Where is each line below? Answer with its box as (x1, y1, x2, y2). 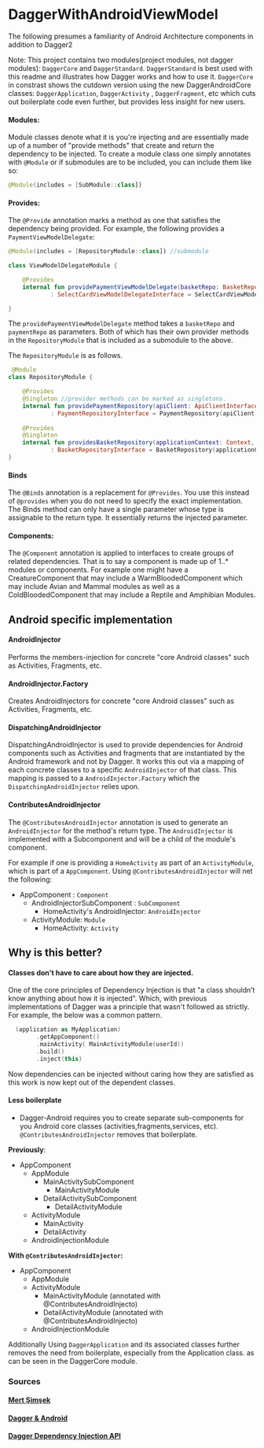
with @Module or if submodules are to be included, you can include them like (8, 157, 252, 167)
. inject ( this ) (36, 1055, 82, 1063)
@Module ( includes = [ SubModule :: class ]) (8, 181, 143, 190)
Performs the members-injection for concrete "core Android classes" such (8, 652, 250, 661)
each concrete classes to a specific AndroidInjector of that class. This (8, 765, 237, 775)
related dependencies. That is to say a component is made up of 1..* (8, 557, 229, 566)
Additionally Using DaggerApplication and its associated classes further (8, 1339, 240, 1349)
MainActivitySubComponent (42, 1177, 135, 1186)
